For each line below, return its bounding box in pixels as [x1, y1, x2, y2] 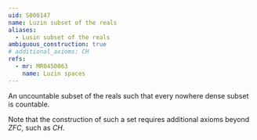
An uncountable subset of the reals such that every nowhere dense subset [8, 91, 249, 100]
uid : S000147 [8, 11, 51, 20]
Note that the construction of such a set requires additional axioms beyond [8, 114, 250, 124]
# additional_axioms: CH [8, 48, 89, 56]
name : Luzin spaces [22, 70, 86, 77]
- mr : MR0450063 [15, 63, 68, 70]
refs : [8, 56, 26, 63]
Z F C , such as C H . [8, 123, 65, 132]
